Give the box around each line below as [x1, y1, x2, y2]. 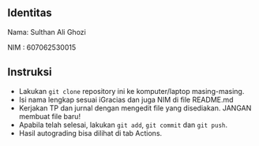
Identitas [7, 6, 52, 20]
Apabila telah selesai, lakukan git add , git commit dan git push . [18, 120, 228, 129]
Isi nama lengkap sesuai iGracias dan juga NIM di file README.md [18, 95, 234, 104]
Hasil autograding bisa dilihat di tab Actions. [18, 128, 163, 137]
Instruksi [7, 66, 52, 79]
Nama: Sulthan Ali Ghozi [7, 27, 86, 36]
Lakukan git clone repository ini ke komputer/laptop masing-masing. [18, 86, 245, 95]
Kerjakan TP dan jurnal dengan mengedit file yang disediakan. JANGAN [18, 103, 252, 113]
